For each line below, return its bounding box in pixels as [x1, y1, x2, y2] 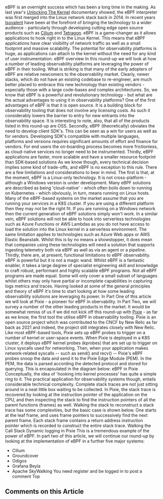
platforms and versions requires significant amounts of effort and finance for [5, 139, 158, 144]
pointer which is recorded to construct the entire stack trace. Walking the [5, 423, 151, 428]
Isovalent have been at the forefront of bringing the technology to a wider [5, 19, 152, 25]
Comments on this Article [5, 487, 84, 496]
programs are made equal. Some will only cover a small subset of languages [5, 273, 158, 279]
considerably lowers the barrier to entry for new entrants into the [5, 113, 135, 118]
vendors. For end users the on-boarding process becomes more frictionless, [5, 143, 158, 149]
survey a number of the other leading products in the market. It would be [5, 304, 150, 309]
